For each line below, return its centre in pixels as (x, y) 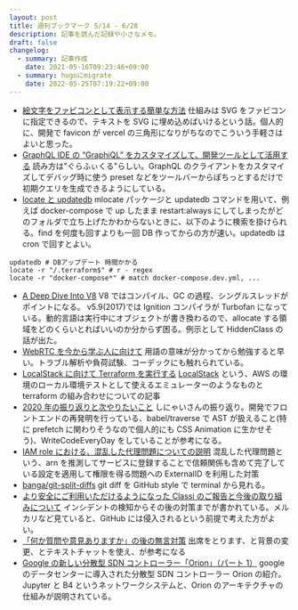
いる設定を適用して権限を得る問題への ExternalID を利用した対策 (141, 474)
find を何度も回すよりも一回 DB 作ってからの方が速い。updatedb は (162, 232)
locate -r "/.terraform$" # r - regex (81, 270)
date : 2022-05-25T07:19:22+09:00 (87, 84)
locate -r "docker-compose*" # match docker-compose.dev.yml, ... (135, 278)
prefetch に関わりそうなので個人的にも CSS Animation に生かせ (149, 429)
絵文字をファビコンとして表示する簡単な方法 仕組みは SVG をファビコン (154, 110)
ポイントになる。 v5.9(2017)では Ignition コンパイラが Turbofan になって (155, 306)
